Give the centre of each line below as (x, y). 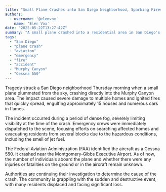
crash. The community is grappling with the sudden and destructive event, (81, 179)
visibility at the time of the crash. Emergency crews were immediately (76, 123)
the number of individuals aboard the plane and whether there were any (78, 159)
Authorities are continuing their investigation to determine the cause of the (81, 174)
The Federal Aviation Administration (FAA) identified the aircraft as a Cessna (83, 149)
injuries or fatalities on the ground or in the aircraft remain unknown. (74, 164)
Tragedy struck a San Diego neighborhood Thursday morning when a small (82, 88)
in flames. (15, 108)
